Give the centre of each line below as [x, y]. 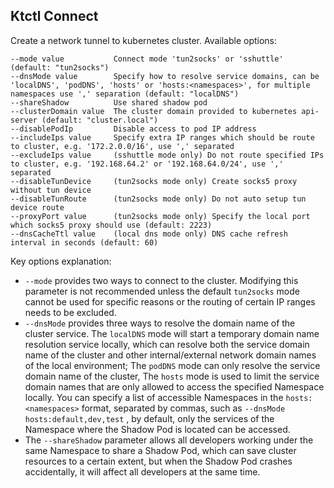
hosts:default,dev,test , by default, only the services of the [149, 418]
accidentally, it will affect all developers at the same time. [142, 471]
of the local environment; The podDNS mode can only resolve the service [172, 365]
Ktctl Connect [54, 16]
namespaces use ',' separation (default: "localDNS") [125, 94]
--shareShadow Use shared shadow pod [109, 102]
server [24, 120]
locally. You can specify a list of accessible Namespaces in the [154, 397]
